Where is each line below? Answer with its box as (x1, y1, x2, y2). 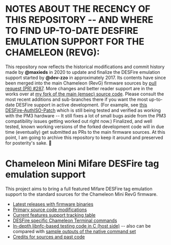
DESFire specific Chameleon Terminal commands (12, 217, 117, 223)
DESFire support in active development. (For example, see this (15, 101, 147, 108)
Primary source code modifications (12, 206, 87, 213)
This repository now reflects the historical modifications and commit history (5, 64, 165, 70)
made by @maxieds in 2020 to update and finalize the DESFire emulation (5, 69, 160, 75)
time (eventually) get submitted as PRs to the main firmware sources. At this (5, 129, 165, 135)
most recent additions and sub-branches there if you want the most (5, 96, 148, 103)
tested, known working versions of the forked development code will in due (5, 124, 164, 130)
